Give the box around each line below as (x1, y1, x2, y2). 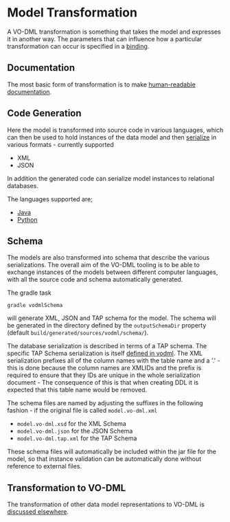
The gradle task (7, 288, 51, 297)
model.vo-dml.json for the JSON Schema (16, 427, 133, 435)
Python (16, 215, 38, 224)
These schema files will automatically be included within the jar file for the (7, 448, 217, 456)
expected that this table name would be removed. (7, 386, 148, 394)
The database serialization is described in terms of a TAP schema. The (7, 342, 207, 350)
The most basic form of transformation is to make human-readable (7, 80, 196, 89)
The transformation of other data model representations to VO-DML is (7, 500, 205, 509)
